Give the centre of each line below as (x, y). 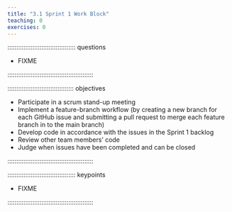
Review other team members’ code (69, 140)
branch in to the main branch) (61, 125)
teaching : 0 (25, 21)
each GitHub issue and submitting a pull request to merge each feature (121, 117)
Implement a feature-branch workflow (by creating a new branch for (117, 110)
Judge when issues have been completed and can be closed (106, 147)
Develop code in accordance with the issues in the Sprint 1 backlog (116, 133)
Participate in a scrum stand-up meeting (77, 102)
